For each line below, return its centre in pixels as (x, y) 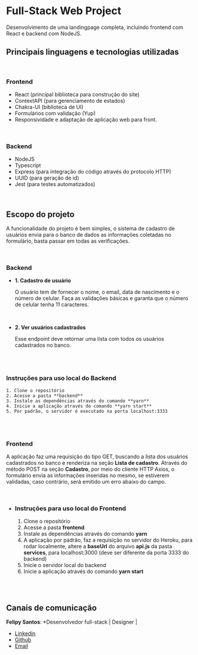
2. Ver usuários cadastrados (50, 327)
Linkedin (25, 634)
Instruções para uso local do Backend (61, 378)
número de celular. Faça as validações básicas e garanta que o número (101, 298)
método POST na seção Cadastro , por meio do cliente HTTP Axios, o (90, 469)
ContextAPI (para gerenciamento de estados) (70, 101)
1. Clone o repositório (35, 390)
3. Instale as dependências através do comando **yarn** (78, 401)
